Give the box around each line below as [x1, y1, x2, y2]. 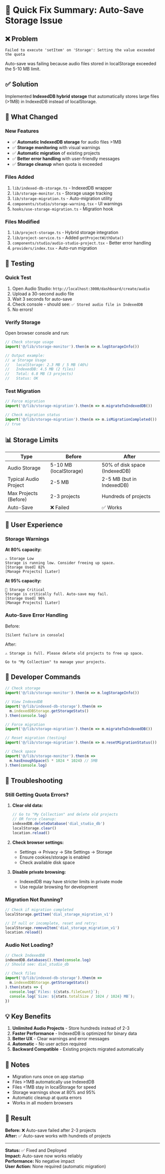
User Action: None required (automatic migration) [5, 1163, 107, 1169]
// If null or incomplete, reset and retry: [5, 921, 98, 926]
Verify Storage [5, 318, 41, 325]
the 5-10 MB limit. [5, 66, 41, 72]
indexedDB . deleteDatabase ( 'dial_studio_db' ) [12, 822, 105, 826]
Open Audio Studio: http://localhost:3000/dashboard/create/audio [12, 285, 150, 291]
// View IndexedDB [5, 700, 43, 704]
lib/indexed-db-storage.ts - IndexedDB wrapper [12, 185, 112, 191]
